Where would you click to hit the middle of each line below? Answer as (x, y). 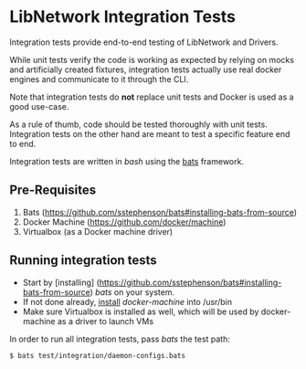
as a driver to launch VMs (105, 321)
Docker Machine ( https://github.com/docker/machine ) (124, 222)
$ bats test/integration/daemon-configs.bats (97, 355)
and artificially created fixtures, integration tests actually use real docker (146, 69)
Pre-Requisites (53, 190)
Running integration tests (83, 261)
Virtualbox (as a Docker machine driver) (98, 231)
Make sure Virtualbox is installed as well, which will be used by (141, 311)
